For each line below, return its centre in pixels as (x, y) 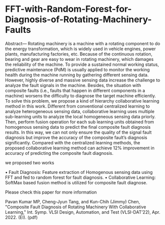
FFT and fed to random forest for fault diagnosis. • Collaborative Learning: (81, 177)
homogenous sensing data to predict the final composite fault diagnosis (78, 127)
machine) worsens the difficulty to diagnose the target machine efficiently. (81, 96)
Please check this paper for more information (51, 192)
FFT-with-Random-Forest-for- (68, 9)
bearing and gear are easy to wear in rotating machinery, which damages (79, 59)
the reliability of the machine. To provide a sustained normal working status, (82, 64)
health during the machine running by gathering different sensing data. (77, 75)
